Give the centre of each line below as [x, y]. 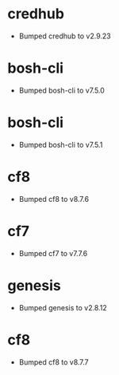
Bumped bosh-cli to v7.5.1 [61, 144]
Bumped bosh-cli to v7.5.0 [61, 90]
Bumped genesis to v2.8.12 [63, 307]
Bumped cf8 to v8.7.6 [54, 199]
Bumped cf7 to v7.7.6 [53, 253]
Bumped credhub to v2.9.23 [65, 36]
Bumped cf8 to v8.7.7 [54, 362]
